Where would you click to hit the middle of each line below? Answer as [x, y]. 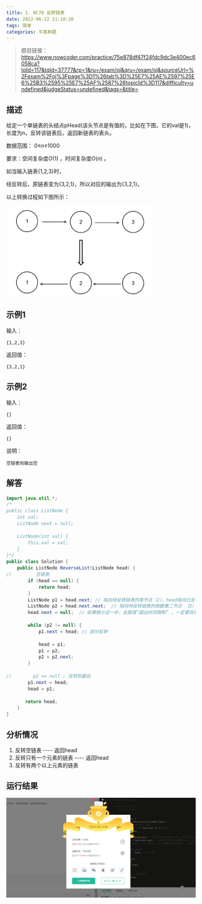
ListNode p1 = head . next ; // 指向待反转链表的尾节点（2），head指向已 [109, 600]
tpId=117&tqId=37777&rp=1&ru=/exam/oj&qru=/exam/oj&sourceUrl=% [107, 70]
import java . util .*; [32, 498]
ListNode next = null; [45, 524]
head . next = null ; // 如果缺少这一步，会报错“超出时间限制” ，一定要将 [111, 613]
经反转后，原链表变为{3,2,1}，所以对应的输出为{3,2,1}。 [75, 184]
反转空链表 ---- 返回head [46, 750]
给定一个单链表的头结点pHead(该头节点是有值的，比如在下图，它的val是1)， [100, 125]
